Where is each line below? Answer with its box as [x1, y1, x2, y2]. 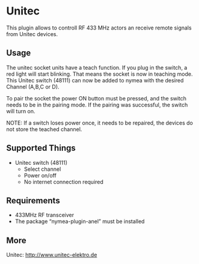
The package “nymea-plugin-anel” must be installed [14, 218, 145, 225]
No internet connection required [23, 178, 104, 185]
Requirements [6, 195, 60, 206]
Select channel [23, 165, 61, 173]
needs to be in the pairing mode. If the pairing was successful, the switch [6, 101, 188, 108]
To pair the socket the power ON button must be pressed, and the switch [6, 94, 187, 102]
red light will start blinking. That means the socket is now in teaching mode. [6, 70, 193, 78]
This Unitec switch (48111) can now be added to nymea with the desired [6, 76, 184, 84]
